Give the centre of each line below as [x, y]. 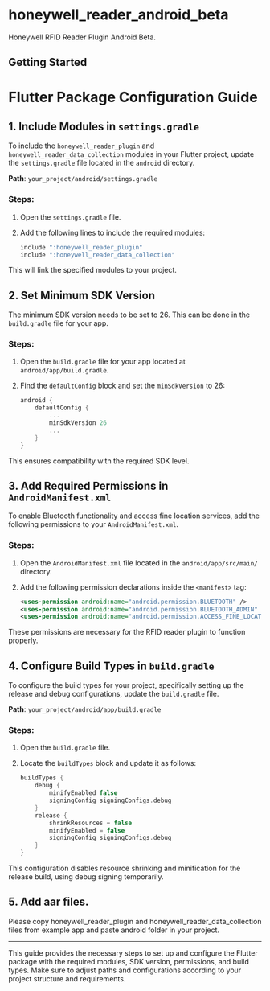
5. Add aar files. [49, 902]
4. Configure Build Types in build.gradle [111, 666]
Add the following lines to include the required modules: [112, 232]
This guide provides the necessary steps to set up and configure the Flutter [133, 953]
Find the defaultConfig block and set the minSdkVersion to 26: [122, 386]
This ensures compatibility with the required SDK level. [99, 461]
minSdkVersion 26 [78, 423]
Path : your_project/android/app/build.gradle [85, 709]
